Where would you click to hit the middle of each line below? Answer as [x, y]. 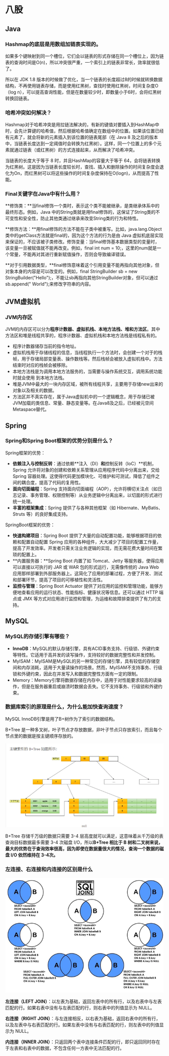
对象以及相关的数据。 [34, 390]
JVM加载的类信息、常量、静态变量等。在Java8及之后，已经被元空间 [83, 403]
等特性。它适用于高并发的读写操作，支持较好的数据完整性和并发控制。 [85, 655]
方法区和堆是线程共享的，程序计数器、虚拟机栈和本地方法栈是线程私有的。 [82, 335]
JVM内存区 [19, 317]
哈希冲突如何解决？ [28, 113]
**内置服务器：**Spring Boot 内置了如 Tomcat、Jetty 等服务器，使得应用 [88, 561]
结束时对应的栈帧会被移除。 [41, 365]
